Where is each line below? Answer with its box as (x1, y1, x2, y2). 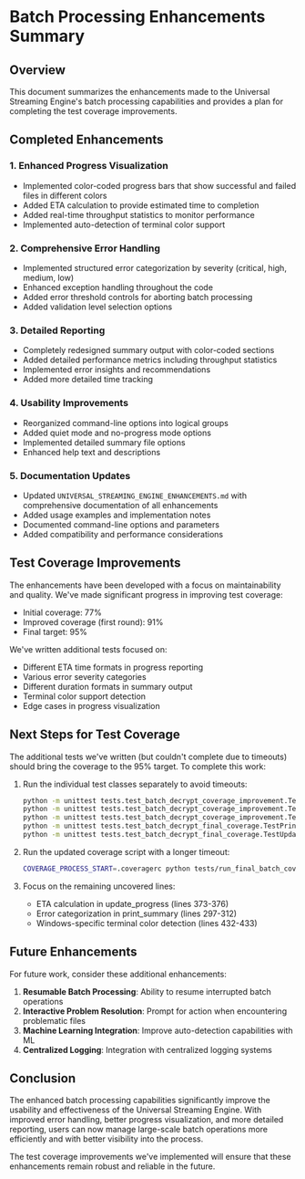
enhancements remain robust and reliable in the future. (9, 1161, 216, 1172)
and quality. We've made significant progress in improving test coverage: (9, 589, 284, 600)
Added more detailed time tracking (22, 374, 153, 385)
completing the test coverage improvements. (9, 106, 178, 116)
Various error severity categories (22, 671, 147, 682)
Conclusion (9, 1070, 76, 1086)
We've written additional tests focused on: (9, 643, 168, 654)
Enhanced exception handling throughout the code (22, 281, 214, 293)
